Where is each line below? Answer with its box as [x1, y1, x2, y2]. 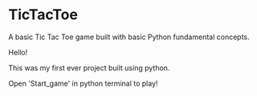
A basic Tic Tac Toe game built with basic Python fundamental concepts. [8, 32, 251, 42]
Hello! [8, 47, 28, 57]
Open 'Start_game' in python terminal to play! [8, 78, 158, 88]
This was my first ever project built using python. [8, 62, 170, 73]
